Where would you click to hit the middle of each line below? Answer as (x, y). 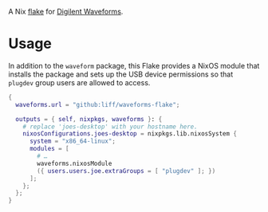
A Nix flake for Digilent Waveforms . (66, 12)
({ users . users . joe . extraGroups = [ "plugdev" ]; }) (126, 171)
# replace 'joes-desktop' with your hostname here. (110, 127)
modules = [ (49, 149)
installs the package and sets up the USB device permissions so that (121, 74)
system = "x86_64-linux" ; (72, 141)
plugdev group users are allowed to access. (79, 82)
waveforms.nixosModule (75, 163)
